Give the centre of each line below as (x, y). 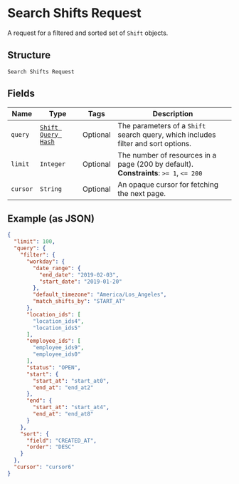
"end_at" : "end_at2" (63, 387)
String (51, 189)
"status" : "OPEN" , (53, 367)
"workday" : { (46, 262)
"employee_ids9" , (58, 348)
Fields (21, 94)
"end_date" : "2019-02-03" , (79, 275)
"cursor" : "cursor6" (44, 467)
